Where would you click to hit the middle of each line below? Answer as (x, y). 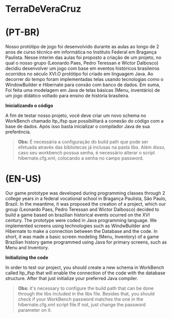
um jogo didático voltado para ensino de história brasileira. (68, 96)
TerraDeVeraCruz (43, 9)
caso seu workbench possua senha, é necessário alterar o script (86, 153)
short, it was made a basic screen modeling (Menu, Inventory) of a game (82, 237)
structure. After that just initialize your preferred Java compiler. (72, 279)
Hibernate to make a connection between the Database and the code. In (82, 231)
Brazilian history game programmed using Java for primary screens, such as (86, 242)
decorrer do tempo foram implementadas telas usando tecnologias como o (84, 79)
